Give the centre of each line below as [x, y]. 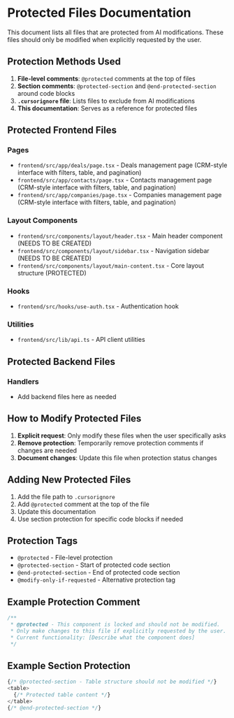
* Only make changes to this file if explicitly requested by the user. [118, 631]
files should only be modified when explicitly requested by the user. [104, 39]
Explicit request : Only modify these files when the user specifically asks [122, 436]
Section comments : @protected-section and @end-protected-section [117, 86]
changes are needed [47, 450]
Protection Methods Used [64, 62]
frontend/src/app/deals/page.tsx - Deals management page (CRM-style [122, 165]
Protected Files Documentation [99, 13]
